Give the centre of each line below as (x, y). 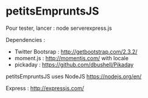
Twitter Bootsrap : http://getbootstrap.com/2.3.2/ (76, 51)
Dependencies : (26, 40)
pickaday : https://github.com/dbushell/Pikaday (74, 65)
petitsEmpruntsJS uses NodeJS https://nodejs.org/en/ (74, 76)
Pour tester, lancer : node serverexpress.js (59, 28)
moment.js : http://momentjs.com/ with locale (72, 58)
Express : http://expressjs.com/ (45, 88)
